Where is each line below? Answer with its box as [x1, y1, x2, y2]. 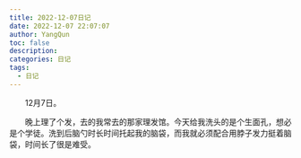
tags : [9, 64, 30, 73]
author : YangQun [9, 30, 70, 39]
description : [9, 47, 58, 56]
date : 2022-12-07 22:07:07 [9, 22, 110, 31]
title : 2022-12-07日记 [9, 13, 91, 22]
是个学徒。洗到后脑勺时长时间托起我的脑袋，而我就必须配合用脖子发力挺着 [9, 127, 284, 138]
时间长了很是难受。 [24, 138, 96, 149]
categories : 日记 [9, 55, 72, 64]
